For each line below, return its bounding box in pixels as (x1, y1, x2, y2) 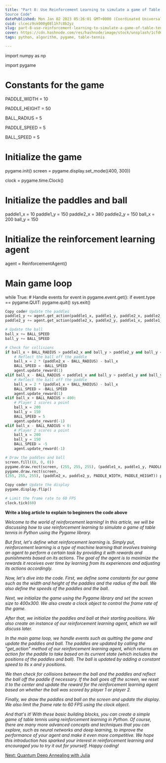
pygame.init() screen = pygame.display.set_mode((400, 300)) (5, 168, 131, 173)
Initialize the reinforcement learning (5, 233, 156, 245)
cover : (5, 30, 19, 35)
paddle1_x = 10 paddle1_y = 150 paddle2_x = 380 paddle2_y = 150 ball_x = (5, 211, 155, 217)
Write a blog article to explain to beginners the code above (5, 509, 127, 515)
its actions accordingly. (5, 565, 53, 571)
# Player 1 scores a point (14, 400, 70, 405)
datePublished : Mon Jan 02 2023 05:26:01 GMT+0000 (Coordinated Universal (5, 16, 163, 21)
